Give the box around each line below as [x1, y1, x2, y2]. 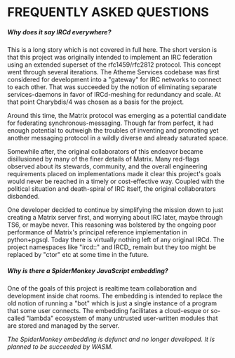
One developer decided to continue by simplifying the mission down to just [7, 206, 224, 214]
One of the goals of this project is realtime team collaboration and [7, 284, 197, 293]
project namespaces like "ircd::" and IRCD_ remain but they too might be [7, 243, 216, 251]
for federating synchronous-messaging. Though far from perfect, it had [7, 119, 214, 127]
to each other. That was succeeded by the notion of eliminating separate [7, 83, 217, 91]
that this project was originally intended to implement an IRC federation [7, 53, 213, 62]
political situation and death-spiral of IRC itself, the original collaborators [7, 185, 216, 193]
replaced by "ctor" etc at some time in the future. [7, 251, 149, 259]
